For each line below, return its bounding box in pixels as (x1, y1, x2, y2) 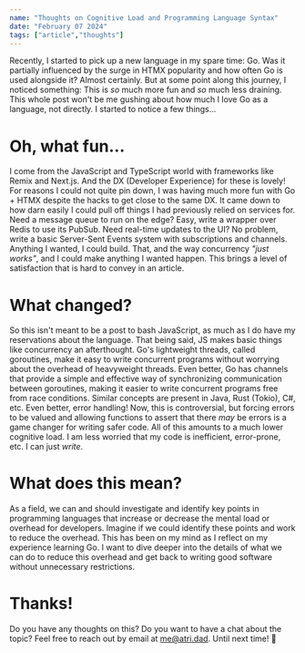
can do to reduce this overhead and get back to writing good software (9, 552, 273, 563)
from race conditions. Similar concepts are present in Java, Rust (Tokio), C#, (9, 393, 296, 404)
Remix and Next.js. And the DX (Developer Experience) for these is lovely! (9, 175, 286, 187)
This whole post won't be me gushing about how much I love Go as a (9, 94, 269, 105)
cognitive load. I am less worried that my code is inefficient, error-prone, (9, 431, 281, 442)
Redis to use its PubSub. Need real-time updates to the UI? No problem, (9, 224, 279, 235)
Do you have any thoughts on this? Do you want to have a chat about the (9, 624, 282, 635)
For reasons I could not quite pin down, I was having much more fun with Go (9, 185, 296, 196)
